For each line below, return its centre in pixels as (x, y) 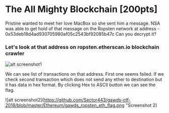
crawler (15, 53)
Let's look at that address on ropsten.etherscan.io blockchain (82, 47)
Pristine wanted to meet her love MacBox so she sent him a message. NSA (83, 23)
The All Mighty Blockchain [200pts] (81, 9)
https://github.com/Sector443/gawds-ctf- (87, 100)
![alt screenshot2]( (24, 100)
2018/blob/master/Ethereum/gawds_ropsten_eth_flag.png (65, 105)
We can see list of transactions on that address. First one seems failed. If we (84, 74)
